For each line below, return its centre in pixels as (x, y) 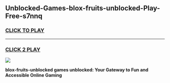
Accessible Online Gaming (34, 75)
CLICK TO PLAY (25, 31)
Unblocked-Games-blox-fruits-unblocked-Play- (83, 8)
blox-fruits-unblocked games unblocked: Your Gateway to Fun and (77, 69)
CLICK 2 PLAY (23, 49)
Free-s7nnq (24, 16)
